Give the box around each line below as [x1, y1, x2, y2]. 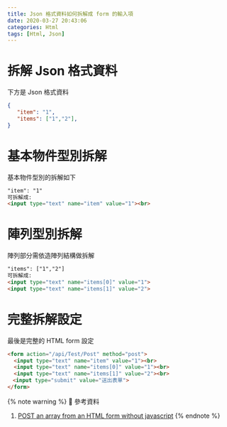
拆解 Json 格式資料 [7, 63, 118, 79]
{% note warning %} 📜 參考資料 [7, 397, 99, 406]
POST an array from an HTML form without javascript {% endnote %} [17, 411, 221, 420]
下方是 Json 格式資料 [7, 88, 69, 97]
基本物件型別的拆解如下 [7, 173, 76, 181]
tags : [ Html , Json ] [7, 30, 65, 38]
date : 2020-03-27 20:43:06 [7, 17, 87, 24]
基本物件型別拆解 [7, 148, 108, 164]
